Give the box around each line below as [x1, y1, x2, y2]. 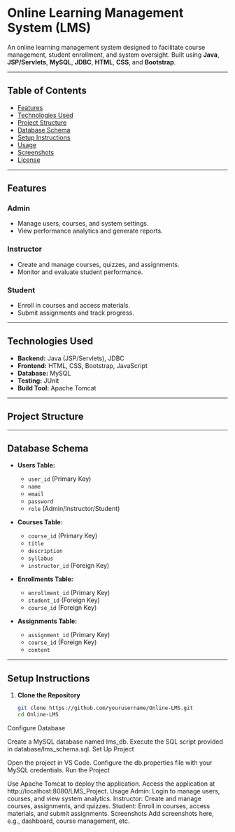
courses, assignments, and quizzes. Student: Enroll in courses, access [7, 802, 211, 810]
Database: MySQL [17, 369, 71, 377]
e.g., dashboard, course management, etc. [7, 817, 130, 825]
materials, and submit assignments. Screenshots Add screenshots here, [7, 810, 215, 818]
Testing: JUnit [17, 376, 59, 385]
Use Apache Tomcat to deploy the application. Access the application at [7, 779, 215, 788]
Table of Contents [7, 85, 87, 97]
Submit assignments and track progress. [17, 308, 134, 317]
